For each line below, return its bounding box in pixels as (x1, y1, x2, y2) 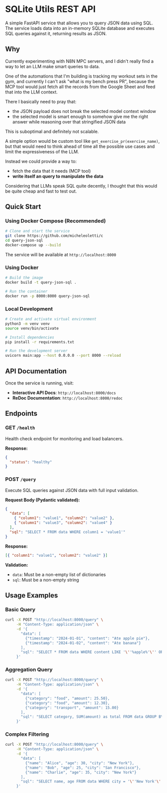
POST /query (5, 476, 36, 483)
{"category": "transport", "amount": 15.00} (25, 705, 119, 710)
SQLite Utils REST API (5, 3, 96, 15)
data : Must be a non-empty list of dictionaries (12, 571, 106, 578)
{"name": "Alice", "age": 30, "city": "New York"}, (25, 760, 135, 766)
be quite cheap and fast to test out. (5, 188, 77, 194)
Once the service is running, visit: (5, 380, 74, 386)
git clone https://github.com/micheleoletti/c (5, 233, 103, 238)
